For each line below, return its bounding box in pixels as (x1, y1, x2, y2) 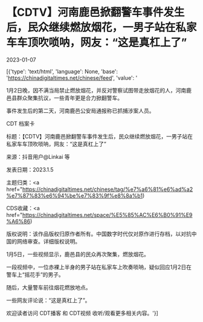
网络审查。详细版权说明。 (16, 237, 80, 245)
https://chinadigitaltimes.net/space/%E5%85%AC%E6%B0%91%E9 (22, 211, 193, 218)
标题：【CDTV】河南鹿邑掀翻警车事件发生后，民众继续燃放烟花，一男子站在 (6, 132, 193, 140)
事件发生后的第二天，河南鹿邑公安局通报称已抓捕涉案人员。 (6, 107, 155, 114)
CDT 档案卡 (6, 120, 35, 127)
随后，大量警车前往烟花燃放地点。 (6, 283, 91, 291)
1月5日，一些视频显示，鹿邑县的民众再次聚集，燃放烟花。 (6, 250, 149, 257)
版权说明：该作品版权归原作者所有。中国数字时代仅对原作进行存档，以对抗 (6, 230, 192, 237)
